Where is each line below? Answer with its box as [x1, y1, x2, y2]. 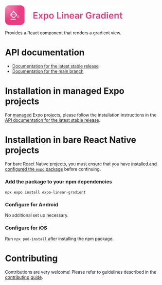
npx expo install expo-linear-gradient [5, 190, 86, 195]
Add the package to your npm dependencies [5, 178, 112, 185]
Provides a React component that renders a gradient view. [5, 30, 122, 36]
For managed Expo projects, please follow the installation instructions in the [5, 112, 157, 118]
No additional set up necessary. [5, 212, 69, 218]
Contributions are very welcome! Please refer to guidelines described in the [5, 269, 157, 275]
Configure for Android [5, 201, 58, 208]
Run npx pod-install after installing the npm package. [5, 236, 114, 241]
